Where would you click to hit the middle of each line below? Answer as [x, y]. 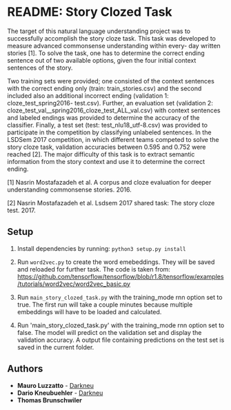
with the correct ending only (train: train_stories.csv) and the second [104, 88]
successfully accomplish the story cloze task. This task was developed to [111, 38]
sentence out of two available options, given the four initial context [102, 60]
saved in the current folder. [56, 347]
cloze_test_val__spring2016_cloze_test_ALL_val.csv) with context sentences [114, 110]
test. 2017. [21, 210]
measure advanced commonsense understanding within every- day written [114, 45]
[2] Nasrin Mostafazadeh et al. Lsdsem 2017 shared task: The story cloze [111, 203]
